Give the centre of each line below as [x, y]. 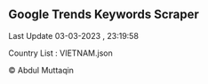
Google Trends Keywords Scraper [104, 15]
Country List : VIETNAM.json [60, 53]
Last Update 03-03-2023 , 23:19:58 [74, 35]
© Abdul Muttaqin [41, 70]
